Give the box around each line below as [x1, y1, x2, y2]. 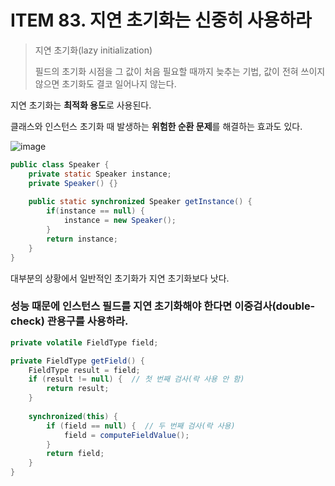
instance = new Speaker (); [63, 216, 177, 226]
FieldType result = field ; [28, 365, 141, 375]
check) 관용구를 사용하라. [10, 314, 129, 328]
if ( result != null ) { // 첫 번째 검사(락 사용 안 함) [28, 374, 245, 385]
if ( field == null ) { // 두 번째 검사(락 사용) [46, 421, 236, 431]
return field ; [46, 449, 105, 459]
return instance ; [46, 234, 118, 244]
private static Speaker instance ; [28, 169, 172, 179]
